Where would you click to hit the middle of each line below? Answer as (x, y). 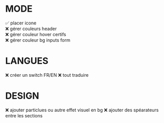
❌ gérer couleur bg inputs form (38, 40)
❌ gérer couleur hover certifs (36, 34)
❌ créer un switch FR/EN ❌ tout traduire (47, 75)
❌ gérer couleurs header (31, 28)
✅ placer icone (21, 23)
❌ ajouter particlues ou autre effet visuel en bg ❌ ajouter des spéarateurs (82, 110)
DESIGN (22, 96)
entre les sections (24, 115)
